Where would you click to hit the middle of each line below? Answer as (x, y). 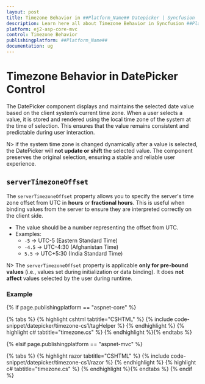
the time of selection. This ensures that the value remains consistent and (98, 125)
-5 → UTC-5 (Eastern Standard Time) (71, 240)
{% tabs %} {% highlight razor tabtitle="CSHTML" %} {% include (88, 356)
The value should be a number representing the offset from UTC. (97, 227)
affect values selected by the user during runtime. (69, 278)
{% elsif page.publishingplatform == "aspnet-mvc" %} (75, 344)
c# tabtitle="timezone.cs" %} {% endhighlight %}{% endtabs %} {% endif (99, 369)
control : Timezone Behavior (42, 35)
